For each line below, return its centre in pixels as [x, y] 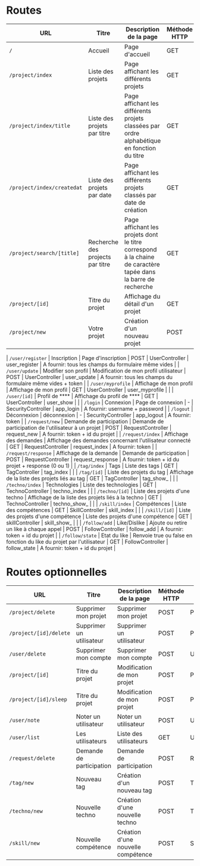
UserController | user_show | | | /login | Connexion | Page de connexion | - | [100, 402]
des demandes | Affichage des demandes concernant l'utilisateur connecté [99, 440]
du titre [134, 156]
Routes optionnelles [57, 572]
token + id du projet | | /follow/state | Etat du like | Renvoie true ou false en [99, 535]
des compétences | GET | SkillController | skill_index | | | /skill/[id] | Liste [99, 510]
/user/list [24, 737]
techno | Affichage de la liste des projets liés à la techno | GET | [84, 497]
